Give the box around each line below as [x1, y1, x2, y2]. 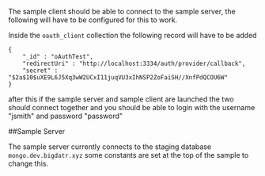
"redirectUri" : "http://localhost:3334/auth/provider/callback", [22, 59, 246, 67]
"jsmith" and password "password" [8, 111, 123, 121]
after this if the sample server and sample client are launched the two [8, 94, 235, 104]
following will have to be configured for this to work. [8, 15, 178, 25]
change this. [8, 159, 49, 168]
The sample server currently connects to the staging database [8, 142, 212, 151]
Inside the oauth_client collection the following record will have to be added [8, 31, 257, 40]
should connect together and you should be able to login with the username [8, 103, 256, 112]
